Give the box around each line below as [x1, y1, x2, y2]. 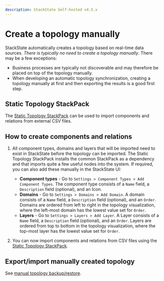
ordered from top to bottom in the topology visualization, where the [19, 223, 156, 229]
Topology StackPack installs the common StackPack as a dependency [12, 156, 155, 162]
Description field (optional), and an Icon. [19, 187, 102, 192]
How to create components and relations [5, 132, 133, 141]
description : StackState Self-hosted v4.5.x [5, 7, 98, 12]
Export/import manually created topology [5, 257, 135, 266]
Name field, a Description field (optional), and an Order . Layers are [19, 218, 152, 224]
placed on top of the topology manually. [12, 70, 93, 76]
